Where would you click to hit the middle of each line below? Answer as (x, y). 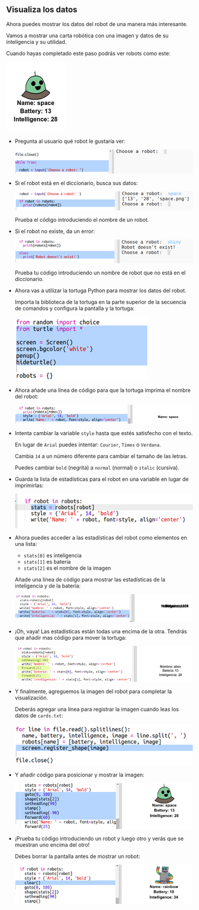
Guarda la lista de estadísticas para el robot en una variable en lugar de (102, 479)
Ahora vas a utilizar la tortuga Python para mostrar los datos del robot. (100, 290)
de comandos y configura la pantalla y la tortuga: (75, 308)
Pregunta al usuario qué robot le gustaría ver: (70, 141)
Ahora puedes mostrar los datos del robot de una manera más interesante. (97, 24)
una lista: (26, 544)
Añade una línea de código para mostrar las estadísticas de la (90, 579)
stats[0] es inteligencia (52, 555)
